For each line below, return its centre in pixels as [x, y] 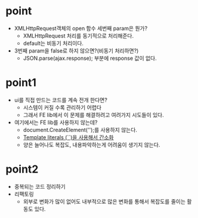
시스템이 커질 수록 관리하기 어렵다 [62, 107]
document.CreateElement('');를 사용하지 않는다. [80, 130]
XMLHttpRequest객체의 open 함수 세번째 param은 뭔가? [81, 28]
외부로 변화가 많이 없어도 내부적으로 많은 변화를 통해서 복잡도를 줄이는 [104, 201]
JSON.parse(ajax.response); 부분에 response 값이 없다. [90, 58]
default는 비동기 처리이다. [53, 43]
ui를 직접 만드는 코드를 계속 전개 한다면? [61, 100]
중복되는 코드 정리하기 [40, 186]
